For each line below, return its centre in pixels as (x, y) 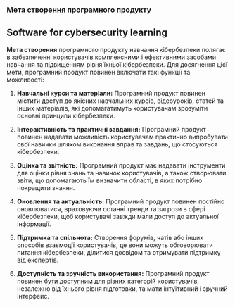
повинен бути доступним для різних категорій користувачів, (108, 281)
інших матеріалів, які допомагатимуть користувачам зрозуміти (112, 108)
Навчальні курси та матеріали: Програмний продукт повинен (111, 93)
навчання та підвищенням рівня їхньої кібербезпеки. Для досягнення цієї (117, 64)
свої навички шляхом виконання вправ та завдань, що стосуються (117, 144)
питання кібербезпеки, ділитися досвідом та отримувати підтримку (119, 252)
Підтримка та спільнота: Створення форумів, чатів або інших (110, 237)
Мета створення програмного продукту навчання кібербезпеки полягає (116, 49)
